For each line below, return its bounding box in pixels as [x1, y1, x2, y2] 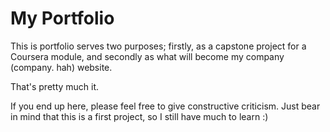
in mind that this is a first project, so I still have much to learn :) [10, 110, 269, 122]
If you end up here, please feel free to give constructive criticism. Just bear [10, 100, 321, 112]
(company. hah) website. [10, 61, 113, 73]
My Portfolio [10, 7, 115, 30]
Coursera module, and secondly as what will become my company [10, 50, 285, 62]
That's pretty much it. [10, 80, 100, 92]
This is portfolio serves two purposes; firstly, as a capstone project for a [10, 40, 307, 52]
